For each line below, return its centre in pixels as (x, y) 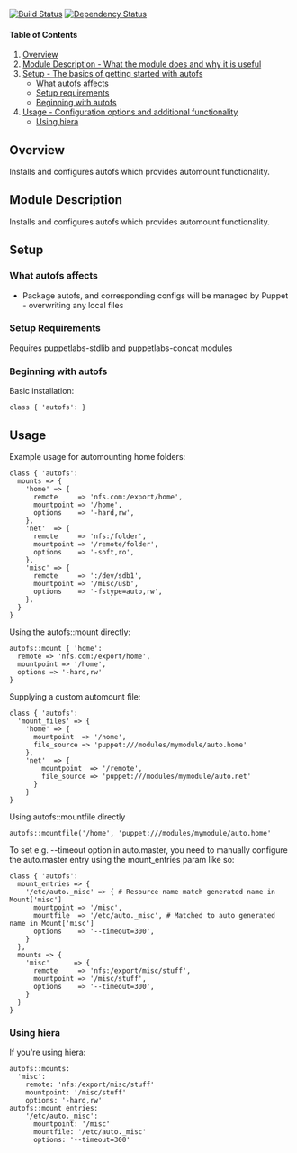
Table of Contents (44, 34)
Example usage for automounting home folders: (98, 456)
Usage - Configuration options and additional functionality (130, 112)
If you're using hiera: (48, 1052)
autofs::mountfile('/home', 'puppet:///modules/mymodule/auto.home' (140, 833)
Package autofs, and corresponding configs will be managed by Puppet (155, 295)
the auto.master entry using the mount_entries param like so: (122, 859)
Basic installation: (42, 391)
